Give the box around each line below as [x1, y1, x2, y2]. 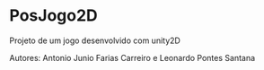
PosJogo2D [9, 5, 99, 26]
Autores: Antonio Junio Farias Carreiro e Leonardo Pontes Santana [9, 52, 256, 63]
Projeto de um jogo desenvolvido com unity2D [9, 35, 181, 46]
